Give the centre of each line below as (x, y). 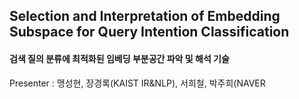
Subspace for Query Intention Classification (149, 32)
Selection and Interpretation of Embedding (145, 16)
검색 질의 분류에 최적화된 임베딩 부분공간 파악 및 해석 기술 (119, 58)
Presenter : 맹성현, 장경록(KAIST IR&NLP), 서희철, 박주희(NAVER (137, 83)
